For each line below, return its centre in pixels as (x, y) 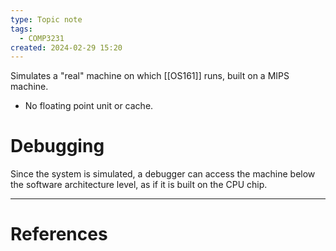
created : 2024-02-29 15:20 (66, 47)
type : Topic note (46, 19)
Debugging (57, 146)
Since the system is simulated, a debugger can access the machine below (163, 174)
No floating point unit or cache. (89, 106)
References (59, 234)
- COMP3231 (42, 38)
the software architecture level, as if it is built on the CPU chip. (139, 185)
